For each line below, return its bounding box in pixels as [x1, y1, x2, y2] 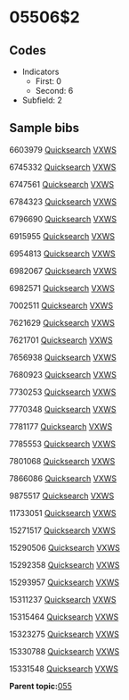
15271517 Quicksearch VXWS [9, 525, 116, 536]
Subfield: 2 [21, 95, 62, 105]
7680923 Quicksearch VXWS [9, 369, 117, 379]
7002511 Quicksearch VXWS [9, 300, 114, 311]
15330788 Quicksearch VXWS [9, 646, 120, 656]
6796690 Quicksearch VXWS [9, 213, 117, 224]
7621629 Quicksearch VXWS [9, 317, 116, 328]
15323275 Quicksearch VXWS [9, 629, 120, 639]
